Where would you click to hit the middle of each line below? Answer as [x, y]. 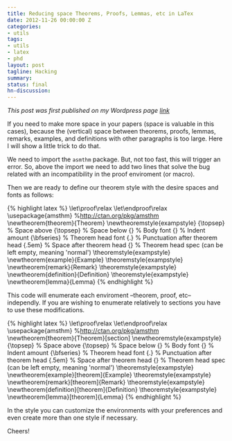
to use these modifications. [46, 310]
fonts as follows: [30, 195]
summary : [20, 78]
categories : [24, 26]
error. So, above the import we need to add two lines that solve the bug [109, 167]
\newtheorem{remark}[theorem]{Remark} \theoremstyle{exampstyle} [106, 382]
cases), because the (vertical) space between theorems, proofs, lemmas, [111, 132]
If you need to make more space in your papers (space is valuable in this [111, 124]
